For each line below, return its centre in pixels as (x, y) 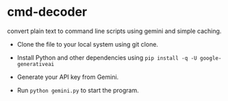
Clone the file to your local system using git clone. (88, 44)
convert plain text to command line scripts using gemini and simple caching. (114, 31)
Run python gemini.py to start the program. (78, 90)
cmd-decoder (47, 12)
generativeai (36, 64)
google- (211, 58)
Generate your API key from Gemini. (68, 77)
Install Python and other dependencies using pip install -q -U (107, 57)
